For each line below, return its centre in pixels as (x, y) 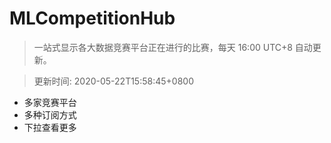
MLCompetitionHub (92, 18)
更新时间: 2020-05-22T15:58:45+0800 (113, 81)
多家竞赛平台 (50, 102)
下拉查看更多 (50, 127)
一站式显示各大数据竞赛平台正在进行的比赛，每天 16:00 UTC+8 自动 (173, 47)
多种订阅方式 (50, 114)
